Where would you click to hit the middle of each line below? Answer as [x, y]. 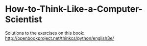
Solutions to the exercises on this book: [45, 33]
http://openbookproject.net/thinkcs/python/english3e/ [60, 38]
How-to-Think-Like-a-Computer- [74, 9]
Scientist [24, 19]
